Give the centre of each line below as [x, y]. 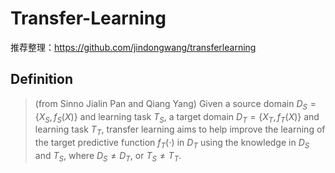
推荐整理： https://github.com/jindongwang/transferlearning [133, 47]
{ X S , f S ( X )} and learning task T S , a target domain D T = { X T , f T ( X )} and [177, 117]
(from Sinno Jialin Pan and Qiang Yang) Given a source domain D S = [175, 104]
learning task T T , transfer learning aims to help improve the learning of [180, 130]
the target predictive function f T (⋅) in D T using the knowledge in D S [172, 144]
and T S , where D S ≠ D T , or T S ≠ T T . [108, 156]
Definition [41, 79]
